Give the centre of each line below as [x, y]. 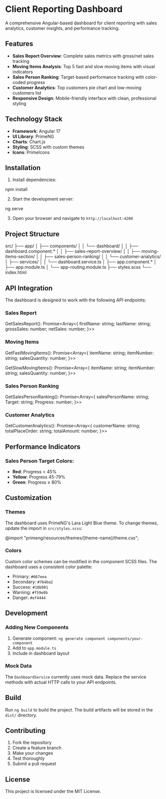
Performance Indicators [43, 447]
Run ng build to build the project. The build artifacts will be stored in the [79, 709]
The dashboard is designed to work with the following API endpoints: [76, 300]
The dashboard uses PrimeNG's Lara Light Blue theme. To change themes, [82, 523]
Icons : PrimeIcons [31, 152]
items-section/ [20, 257]
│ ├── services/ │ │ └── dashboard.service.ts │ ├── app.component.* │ [81, 262]
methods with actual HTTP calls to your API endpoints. [61, 682]
